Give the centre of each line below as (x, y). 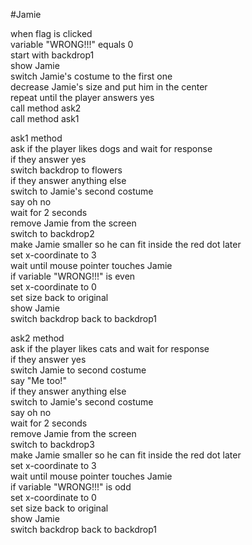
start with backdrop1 (52, 55)
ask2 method (37, 338)
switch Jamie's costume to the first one (91, 76)
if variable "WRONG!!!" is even (73, 276)
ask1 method (36, 138)
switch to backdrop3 (52, 444)
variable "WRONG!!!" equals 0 (72, 44)
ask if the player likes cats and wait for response (110, 348)
